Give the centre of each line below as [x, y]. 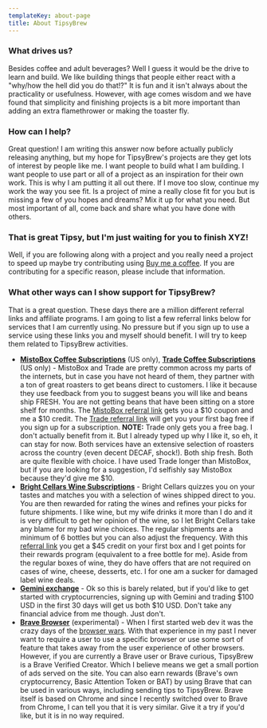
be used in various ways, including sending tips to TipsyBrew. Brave [132, 690]
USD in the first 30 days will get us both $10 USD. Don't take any [126, 605]
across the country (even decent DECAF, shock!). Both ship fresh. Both [136, 453]
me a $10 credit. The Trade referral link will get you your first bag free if [137, 418]
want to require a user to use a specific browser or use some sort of [132, 639]
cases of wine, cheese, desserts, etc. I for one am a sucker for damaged [139, 571]
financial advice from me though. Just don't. [92, 613]
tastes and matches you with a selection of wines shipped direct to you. [137, 495]
